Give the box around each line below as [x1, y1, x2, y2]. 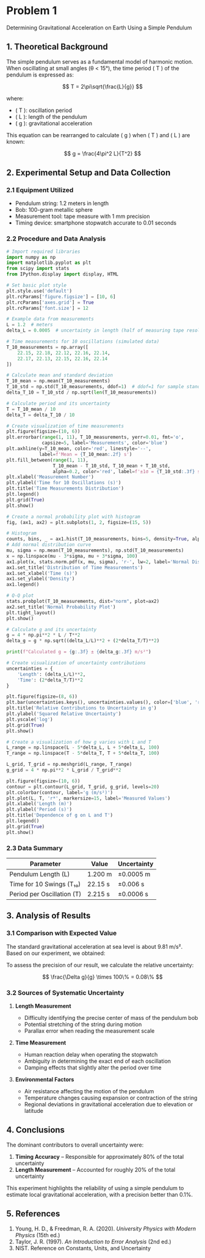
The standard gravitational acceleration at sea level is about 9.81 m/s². [6, 943, 183, 950]
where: [6, 94, 24, 102]
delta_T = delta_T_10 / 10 [6, 411, 75, 418]
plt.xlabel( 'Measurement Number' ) [6, 474, 95, 481]
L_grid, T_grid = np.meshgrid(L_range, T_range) [6, 762, 132, 768]
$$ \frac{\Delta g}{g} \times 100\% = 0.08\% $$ [42, 973, 163, 980]
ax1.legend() [6, 582, 40, 588]
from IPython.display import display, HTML [6, 271, 119, 277]
